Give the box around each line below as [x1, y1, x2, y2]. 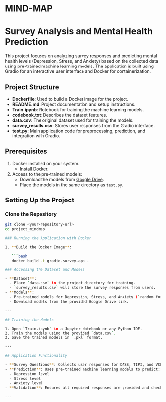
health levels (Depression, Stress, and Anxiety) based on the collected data [5, 58, 159, 64]
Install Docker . [19, 166, 49, 172]
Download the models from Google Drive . [19, 176, 104, 182]
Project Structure [5, 83, 59, 91]
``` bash [11, 254, 28, 259]
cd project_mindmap [5, 227, 45, 232]
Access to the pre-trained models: [12, 171, 83, 177]
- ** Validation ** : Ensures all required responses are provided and [5, 385, 149, 390]
